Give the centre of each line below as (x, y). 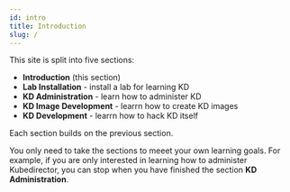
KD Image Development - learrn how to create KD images (130, 106)
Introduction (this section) (72, 78)
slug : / (24, 34)
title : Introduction (48, 26)
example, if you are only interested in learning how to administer (128, 160)
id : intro (28, 18)
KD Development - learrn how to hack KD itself (110, 116)
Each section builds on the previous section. (91, 133)
